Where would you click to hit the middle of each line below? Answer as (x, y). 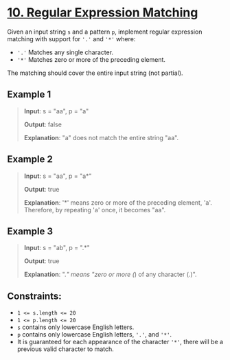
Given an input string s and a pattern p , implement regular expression (105, 32)
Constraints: (34, 296)
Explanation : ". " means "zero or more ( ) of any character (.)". (110, 274)
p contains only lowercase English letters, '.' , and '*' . (94, 335)
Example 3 (30, 231)
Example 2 (30, 159)
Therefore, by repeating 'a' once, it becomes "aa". (95, 210)
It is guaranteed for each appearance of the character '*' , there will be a (120, 342)
